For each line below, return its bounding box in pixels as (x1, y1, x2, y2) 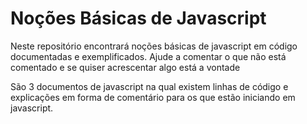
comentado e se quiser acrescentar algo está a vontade (10, 61, 241, 73)
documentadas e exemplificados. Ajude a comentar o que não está (10, 50, 287, 62)
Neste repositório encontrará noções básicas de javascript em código (10, 40, 298, 52)
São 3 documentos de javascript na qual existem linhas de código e (10, 80, 289, 92)
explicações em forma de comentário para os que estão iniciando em (10, 91, 296, 103)
